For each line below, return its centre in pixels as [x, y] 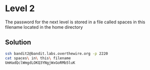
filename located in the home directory [44, 27]
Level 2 [20, 9]
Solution [18, 43]
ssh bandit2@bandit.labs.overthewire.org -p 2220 [57, 53]
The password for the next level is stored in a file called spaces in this [75, 22]
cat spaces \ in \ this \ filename [38, 58]
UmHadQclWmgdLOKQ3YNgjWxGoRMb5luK [40, 63]
